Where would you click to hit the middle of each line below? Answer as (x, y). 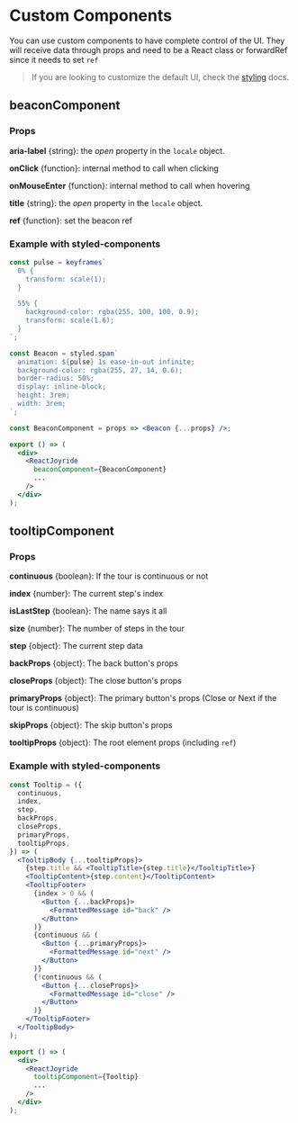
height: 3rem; (44, 395)
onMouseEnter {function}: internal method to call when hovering (130, 185)
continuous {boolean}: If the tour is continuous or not (109, 576)
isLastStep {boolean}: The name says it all (88, 611)
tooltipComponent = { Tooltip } (86, 1077)
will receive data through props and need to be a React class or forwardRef (149, 49)
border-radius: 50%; (56, 379)
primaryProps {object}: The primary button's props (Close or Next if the (143, 698)
